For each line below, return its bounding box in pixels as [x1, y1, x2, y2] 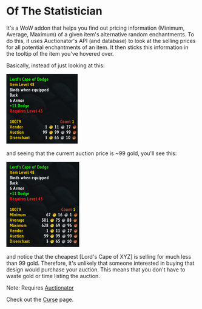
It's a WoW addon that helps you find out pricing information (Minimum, [6, 24, 185, 32]
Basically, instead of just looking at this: [6, 62, 105, 69]
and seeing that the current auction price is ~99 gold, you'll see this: [6, 150, 177, 157]
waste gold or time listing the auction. [6, 272, 100, 279]
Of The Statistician [6, 4, 103, 18]
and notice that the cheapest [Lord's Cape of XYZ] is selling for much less [6, 253, 192, 260]
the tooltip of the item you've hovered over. [6, 50, 114, 57]
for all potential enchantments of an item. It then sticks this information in [6, 44, 189, 51]
